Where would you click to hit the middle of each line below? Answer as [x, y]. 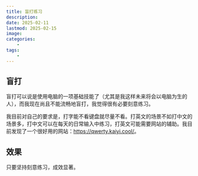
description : [22, 17]
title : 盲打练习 [24, 12]
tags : [13, 50]
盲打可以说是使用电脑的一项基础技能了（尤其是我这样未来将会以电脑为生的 [97, 97]
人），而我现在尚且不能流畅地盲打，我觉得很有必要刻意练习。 [80, 104]
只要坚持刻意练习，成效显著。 [42, 167]
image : [14, 34]
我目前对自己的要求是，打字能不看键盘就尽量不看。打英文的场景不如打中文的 [99, 117]
